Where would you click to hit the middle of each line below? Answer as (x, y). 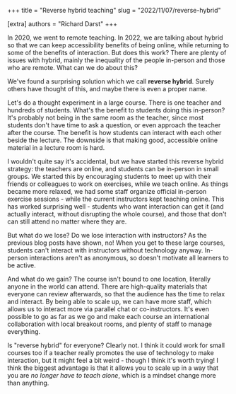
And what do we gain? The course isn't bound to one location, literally (109, 279)
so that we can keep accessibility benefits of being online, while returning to (118, 45)
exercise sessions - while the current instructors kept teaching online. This (116, 199)
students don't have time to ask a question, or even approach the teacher (114, 125)
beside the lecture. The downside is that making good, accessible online (113, 140)
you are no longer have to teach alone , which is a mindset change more (112, 375)
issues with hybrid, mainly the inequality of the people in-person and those (116, 60)
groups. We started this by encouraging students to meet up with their (110, 176)
